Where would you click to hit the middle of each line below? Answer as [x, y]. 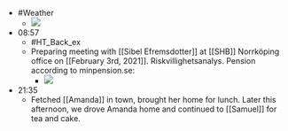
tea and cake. [56, 118]
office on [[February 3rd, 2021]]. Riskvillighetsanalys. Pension [143, 61]
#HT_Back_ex [56, 42]
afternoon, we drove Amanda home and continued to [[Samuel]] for [154, 109]
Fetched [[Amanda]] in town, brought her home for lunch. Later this [153, 100]
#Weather [36, 13]
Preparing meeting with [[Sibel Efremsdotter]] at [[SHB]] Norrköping [155, 51]
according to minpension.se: [83, 70]
